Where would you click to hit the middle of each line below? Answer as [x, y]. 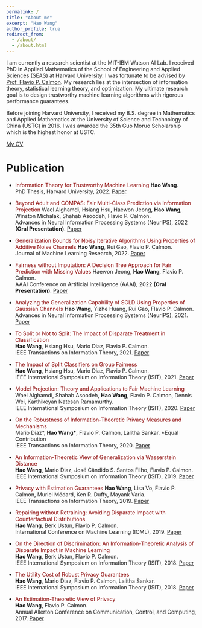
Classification [32, 339]
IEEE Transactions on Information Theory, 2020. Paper [83, 445]
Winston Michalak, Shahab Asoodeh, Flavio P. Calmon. [83, 216]
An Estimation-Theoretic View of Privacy [65, 599]
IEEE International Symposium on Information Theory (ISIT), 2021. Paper [104, 377]
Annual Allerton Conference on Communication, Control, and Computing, [106, 612]
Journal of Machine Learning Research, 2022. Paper [80, 253]
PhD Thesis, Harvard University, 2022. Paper [71, 191]
